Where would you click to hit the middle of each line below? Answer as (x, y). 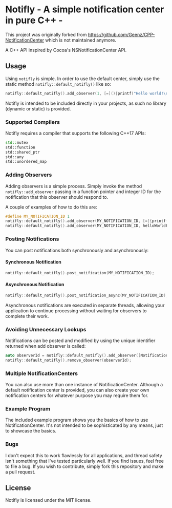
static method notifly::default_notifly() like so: (58, 84)
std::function (20, 147)
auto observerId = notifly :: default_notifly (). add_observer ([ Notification (87, 355)
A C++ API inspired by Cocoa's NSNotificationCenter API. (66, 50)
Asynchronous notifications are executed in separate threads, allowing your (85, 305)
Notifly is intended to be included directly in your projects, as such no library (86, 103)
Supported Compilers (33, 122)
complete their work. (27, 316)
